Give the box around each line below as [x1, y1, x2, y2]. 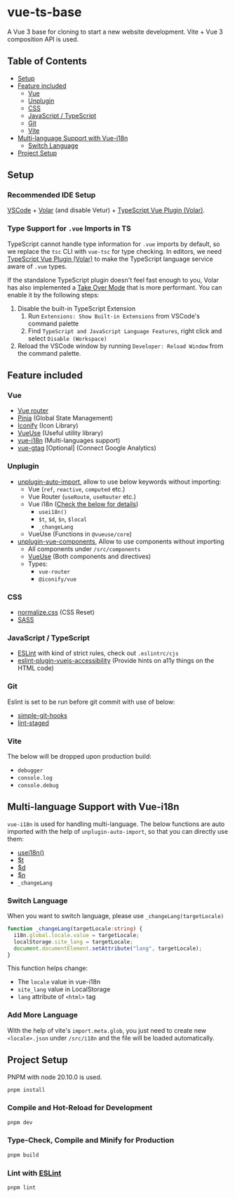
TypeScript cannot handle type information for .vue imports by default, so [7, 240, 220, 248]
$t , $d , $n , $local [38, 515, 88, 523]
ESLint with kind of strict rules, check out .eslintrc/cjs [17, 649, 179, 657]
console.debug [17, 782, 59, 789]
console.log [17, 774, 53, 781]
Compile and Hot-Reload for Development [7, 1103, 153, 1113]
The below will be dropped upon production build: [7, 752, 152, 760]
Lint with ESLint [7, 1168, 62, 1178]
